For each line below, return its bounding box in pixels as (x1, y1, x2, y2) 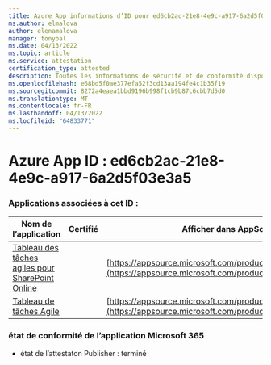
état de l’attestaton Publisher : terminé (19, 348, 147, 358)
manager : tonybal (8, 34, 67, 43)
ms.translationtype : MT (8, 94, 89, 103)
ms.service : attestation (8, 57, 92, 65)
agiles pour (12, 262, 55, 274)
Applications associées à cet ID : (8, 197, 139, 208)
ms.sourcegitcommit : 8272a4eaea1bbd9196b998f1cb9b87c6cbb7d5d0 (8, 86, 226, 95)
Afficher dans (181, 224, 236, 235)
